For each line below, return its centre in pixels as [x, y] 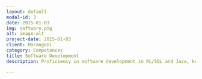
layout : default [26, 12]
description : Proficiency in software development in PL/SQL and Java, [98, 61]
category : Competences [35, 50]
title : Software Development [43, 56]
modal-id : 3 [21, 17]
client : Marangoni [29, 45]
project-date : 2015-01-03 [38, 39]
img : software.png [29, 28]
